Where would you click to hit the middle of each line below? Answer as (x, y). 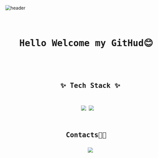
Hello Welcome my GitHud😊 (86, 43)
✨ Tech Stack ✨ (90, 86)
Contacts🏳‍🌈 (86, 135)
